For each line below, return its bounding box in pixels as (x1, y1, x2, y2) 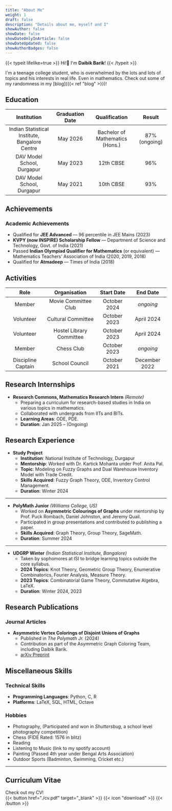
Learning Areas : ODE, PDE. (20, 416, 79, 422)
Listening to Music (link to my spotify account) (12, 745, 111, 752)
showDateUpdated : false (5, 41, 56, 46)
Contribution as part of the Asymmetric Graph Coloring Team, (20, 641, 151, 647)
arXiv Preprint (20, 652, 50, 658)
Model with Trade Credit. (20, 471, 73, 477)
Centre (20, 145, 37, 152)
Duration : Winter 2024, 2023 (20, 588, 82, 594)
